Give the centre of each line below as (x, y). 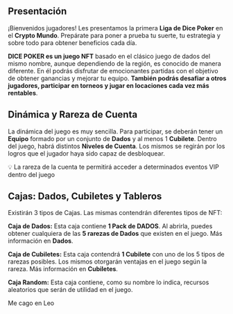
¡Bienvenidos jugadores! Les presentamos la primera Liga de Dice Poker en (115, 28)
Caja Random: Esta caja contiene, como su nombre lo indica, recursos (109, 282)
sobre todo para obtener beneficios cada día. (72, 43)
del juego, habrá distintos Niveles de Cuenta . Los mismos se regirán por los (116, 146)
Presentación (37, 11)
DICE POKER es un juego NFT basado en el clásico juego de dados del (109, 56)
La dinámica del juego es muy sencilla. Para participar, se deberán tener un (115, 131)
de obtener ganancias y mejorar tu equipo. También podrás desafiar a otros (117, 78)
